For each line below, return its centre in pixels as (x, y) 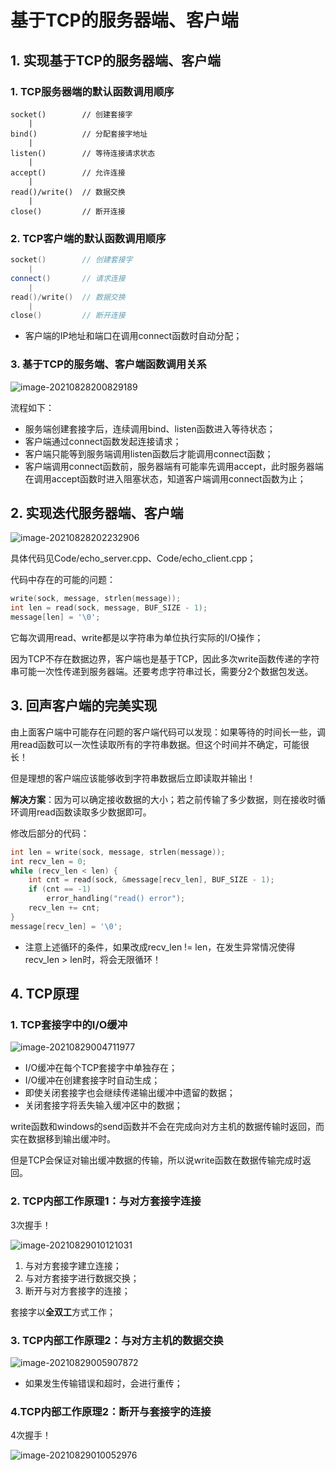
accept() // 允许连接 (68, 172)
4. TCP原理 (45, 994)
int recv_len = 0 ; (48, 861)
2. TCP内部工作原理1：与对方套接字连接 (106, 1201)
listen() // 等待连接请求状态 (83, 153)
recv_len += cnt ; (64, 908)
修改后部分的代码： (50, 833)
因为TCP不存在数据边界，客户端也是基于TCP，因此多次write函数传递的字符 (165, 659)
